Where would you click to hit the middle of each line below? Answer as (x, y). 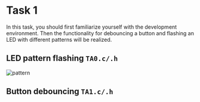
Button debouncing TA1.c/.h (60, 92)
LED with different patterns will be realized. (59, 39)
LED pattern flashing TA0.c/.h (62, 58)
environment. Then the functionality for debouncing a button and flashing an (100, 33)
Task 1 (22, 10)
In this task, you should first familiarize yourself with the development (92, 27)
